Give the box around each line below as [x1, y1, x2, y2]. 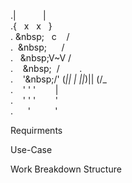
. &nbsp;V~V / [10, 52, 72, 64]
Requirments [10, 125, 63, 136]
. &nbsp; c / [10, 31, 70, 42]
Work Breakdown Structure [10, 163, 122, 175]
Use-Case [10, 144, 53, 155]
